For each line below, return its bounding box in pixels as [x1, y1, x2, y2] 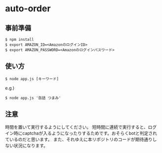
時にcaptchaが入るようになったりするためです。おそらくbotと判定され [13, 130, 158, 136]
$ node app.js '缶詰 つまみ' [5, 95, 62, 100]
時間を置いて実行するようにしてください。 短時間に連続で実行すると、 [5, 124, 149, 130]
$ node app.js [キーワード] [5, 76, 59, 81]
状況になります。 [13, 142, 48, 148]
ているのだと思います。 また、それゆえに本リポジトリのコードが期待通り [5, 136, 153, 142]
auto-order [5, 3, 51, 14]
